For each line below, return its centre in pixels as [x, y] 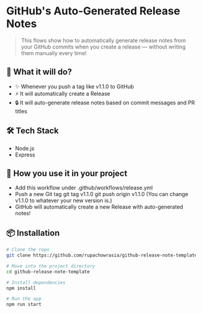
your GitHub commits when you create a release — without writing [103, 47]
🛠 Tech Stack [32, 131]
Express [25, 155]
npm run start [24, 305]
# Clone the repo [28, 250]
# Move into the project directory [51, 266]
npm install [21, 288]
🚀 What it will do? [39, 72]
